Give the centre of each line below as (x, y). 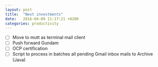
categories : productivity (32, 23)
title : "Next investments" (34, 14)
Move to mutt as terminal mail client (49, 37)
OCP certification (30, 49)
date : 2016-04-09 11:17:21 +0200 (42, 19)
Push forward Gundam (35, 43)
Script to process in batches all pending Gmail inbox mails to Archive (82, 54)
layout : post (19, 10)
